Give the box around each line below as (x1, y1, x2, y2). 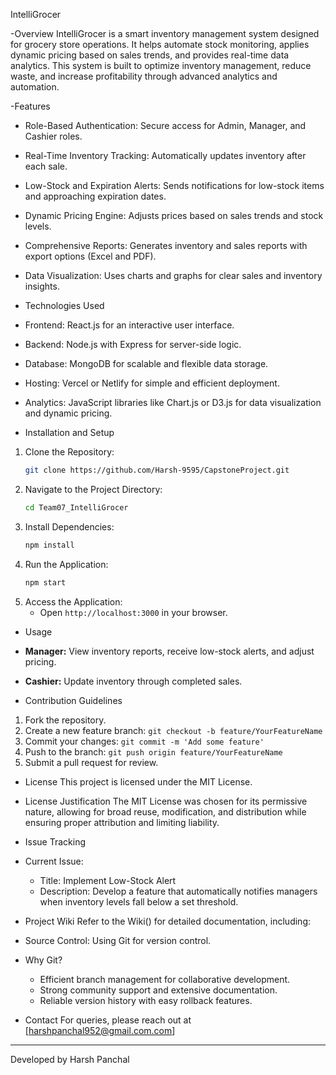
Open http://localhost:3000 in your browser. (39, 606, 228, 618)
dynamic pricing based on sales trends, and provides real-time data (10, 49, 290, 61)
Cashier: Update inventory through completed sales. (24, 675, 243, 687)
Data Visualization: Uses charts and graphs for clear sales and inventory (24, 270, 323, 281)
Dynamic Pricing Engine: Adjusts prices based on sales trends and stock (24, 210, 324, 221)
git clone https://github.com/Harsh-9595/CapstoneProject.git (24, 465, 290, 475)
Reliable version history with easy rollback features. (39, 994, 253, 1006)
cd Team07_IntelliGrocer (24, 502, 129, 513)
